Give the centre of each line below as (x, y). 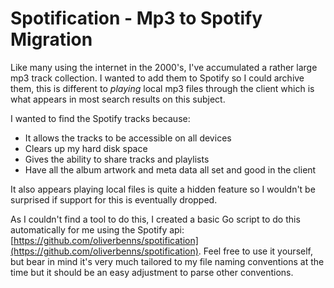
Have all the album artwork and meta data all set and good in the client (170, 169)
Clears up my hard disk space (86, 148)
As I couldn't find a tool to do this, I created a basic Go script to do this (155, 219)
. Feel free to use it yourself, (255, 251)
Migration (51, 39)
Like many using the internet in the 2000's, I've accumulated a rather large (164, 67)
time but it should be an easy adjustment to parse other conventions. (152, 272)
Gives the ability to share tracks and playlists (117, 159)
